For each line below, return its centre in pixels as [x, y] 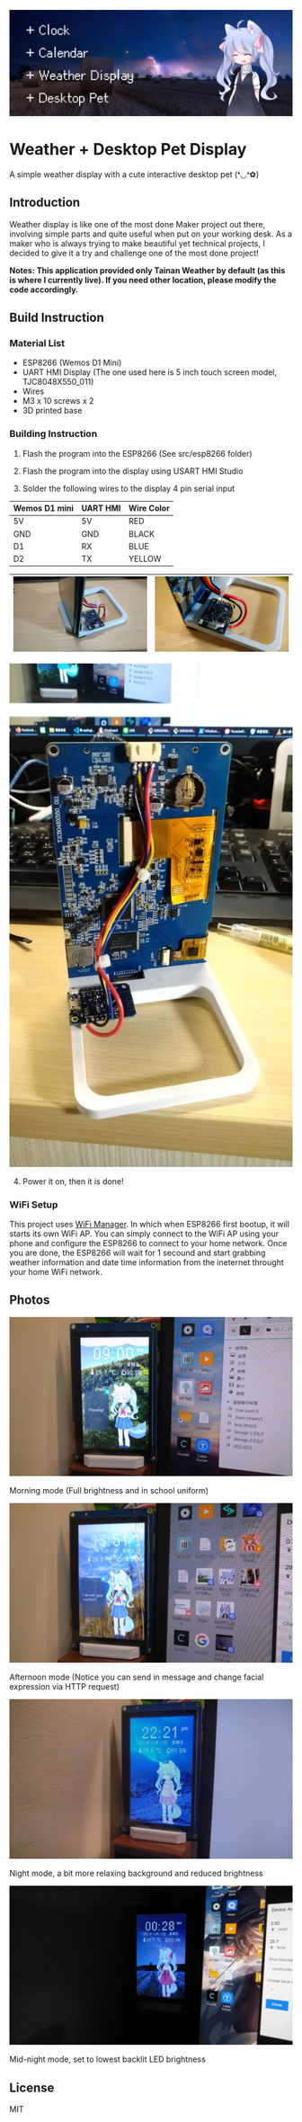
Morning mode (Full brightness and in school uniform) [109, 1491]
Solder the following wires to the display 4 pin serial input [129, 488]
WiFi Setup [34, 1204]
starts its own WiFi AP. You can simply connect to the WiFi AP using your [144, 1234]
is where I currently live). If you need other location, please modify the [143, 280]
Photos [30, 1300]
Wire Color [150, 508]
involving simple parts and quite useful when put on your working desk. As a [151, 234]
